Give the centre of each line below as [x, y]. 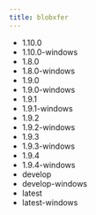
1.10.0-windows [50, 52]
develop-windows [55, 183]
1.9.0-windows [48, 89]
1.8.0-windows [48, 71]
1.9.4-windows [48, 165]
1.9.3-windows [48, 146]
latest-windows [50, 202]
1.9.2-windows [48, 127]
